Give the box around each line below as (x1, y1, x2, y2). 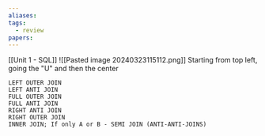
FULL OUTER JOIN (8, 93, 62, 101)
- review (15, 26, 44, 34)
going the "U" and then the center (8, 64, 119, 74)
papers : (8, 33, 34, 42)
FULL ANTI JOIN (8, 100, 59, 108)
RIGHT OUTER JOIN (8, 114, 66, 122)
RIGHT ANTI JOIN (8, 107, 62, 115)
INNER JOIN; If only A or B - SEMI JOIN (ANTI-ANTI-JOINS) (8, 120, 207, 129)
